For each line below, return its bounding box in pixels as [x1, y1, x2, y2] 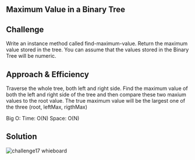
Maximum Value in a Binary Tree [6, 5, 126, 15]
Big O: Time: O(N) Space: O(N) [6, 115, 80, 122]
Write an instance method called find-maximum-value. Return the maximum [6, 40, 188, 47]
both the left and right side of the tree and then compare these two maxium [6, 91, 186, 98]
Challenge [6, 25, 44, 34]
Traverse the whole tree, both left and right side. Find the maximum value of [6, 85, 188, 92]
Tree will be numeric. [6, 53, 56, 60]
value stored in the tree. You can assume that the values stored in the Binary [6, 46, 189, 53]
